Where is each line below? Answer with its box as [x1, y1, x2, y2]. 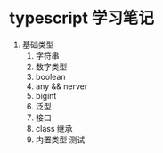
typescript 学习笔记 [9, 8, 154, 28]
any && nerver [35, 81, 88, 92]
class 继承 [35, 123, 73, 133]
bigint [35, 90, 57, 101]
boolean [35, 71, 66, 82]
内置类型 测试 [35, 134, 86, 145]
